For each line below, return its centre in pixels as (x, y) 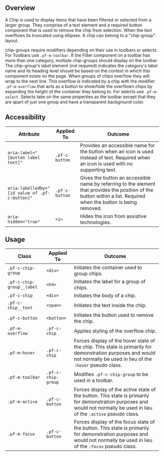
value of (28, 193)
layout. (12, 41)
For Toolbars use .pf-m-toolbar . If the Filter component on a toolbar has (78, 55)
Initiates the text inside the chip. (110, 306)
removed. (91, 208)
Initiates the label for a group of (110, 282)
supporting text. (98, 169)
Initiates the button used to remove (114, 315)
